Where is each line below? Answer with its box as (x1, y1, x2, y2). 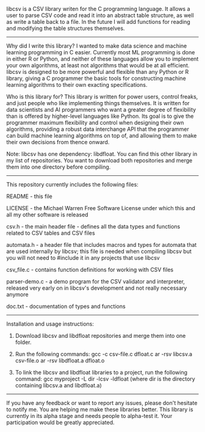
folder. (15, 339, 32, 346)
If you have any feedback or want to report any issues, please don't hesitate (6, 400, 198, 406)
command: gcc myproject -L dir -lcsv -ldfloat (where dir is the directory (15, 375, 195, 383)
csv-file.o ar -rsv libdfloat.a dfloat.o (15, 357, 105, 364)
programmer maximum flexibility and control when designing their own (6, 119, 184, 126)
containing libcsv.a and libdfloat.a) (15, 382, 102, 389)
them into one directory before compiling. (6, 163, 111, 170)
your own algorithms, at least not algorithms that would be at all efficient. (6, 62, 190, 69)
